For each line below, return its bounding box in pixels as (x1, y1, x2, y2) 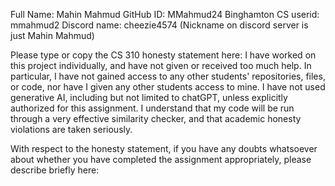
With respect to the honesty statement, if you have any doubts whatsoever (10, 143, 318, 154)
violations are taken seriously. (10, 124, 133, 135)
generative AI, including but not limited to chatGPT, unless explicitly (10, 92, 288, 103)
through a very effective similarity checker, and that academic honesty (10, 113, 302, 124)
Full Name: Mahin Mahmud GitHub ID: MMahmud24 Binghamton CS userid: (10, 9, 320, 20)
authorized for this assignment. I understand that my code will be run (10, 102, 295, 114)
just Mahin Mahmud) (10, 30, 95, 41)
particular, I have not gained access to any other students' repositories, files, (10, 70, 326, 82)
